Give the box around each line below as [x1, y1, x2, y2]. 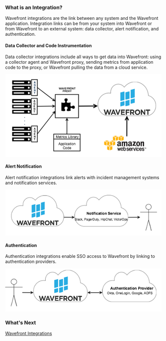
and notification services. [5, 180, 57, 186]
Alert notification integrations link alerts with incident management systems [5, 174, 160, 180]
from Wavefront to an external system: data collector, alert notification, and [5, 26, 159, 32]
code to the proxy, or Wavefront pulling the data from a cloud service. [5, 64, 148, 70]
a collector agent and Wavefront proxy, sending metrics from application [5, 59, 154, 65]
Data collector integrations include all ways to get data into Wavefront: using [5, 54, 162, 60]
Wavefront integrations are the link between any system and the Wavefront [5, 15, 159, 21]
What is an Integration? [5, 4, 63, 11]
